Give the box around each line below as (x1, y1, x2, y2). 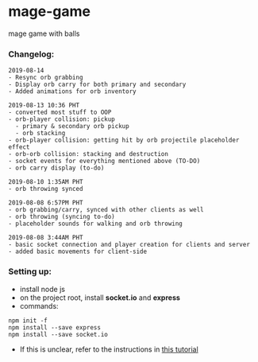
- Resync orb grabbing (8, 74, 83, 82)
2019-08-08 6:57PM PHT (8, 199, 83, 207)
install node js (19, 284, 66, 294)
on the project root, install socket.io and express (19, 293, 181, 302)
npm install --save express (8, 323, 102, 332)
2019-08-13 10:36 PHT (8, 102, 80, 110)
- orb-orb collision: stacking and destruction (8, 150, 169, 158)
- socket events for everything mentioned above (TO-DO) (8, 158, 201, 165)
